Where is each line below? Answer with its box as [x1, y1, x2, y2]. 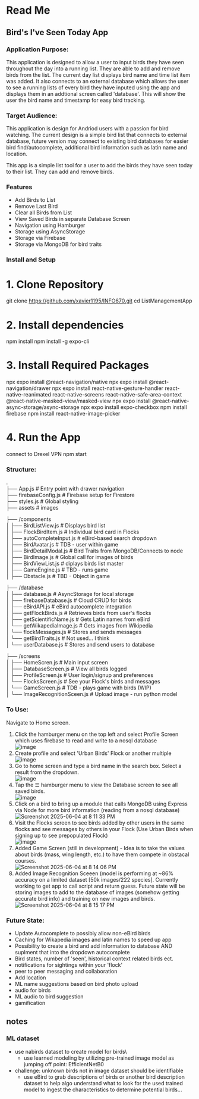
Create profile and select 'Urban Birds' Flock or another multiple [14, 750, 172, 757]
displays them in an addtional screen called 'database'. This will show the [6, 90, 186, 97]
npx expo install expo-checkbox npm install [80, 404, 187, 411]
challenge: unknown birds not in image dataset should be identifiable [14, 1067, 184, 1074]
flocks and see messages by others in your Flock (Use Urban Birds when [14, 825, 194, 832]
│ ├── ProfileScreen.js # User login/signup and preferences [6, 672, 154, 679]
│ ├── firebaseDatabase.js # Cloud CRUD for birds [6, 597, 132, 604]
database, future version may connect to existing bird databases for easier [6, 138, 189, 145]
